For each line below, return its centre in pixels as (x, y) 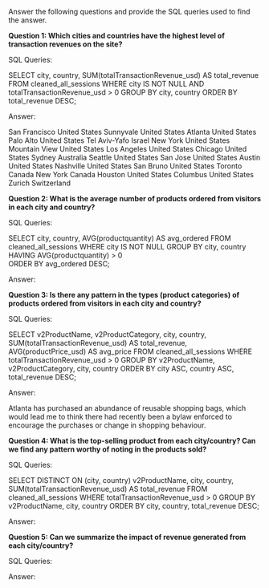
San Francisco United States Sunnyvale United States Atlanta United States (132, 132)
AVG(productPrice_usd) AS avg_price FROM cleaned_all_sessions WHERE (130, 351)
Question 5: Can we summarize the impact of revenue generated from (127, 537)
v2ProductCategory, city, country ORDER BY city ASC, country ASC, (121, 369)
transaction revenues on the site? (65, 44)
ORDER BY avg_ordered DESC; (59, 264)
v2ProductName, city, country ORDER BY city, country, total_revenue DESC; (134, 506)
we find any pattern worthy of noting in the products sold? (108, 449)
